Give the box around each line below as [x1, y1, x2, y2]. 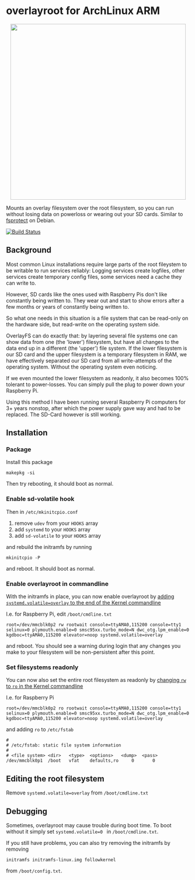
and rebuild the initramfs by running [6, 543, 92, 550]
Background [6, 245, 51, 255]
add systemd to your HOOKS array [14, 526, 90, 533]
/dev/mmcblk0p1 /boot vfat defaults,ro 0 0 [6, 758, 156, 764]
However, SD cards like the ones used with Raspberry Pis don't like [6, 291, 168, 298]
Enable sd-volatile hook [6, 495, 75, 503]
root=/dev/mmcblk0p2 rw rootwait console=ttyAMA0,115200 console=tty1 [6, 622, 182, 628]
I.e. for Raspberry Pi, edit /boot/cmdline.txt [6, 610, 112, 618]
